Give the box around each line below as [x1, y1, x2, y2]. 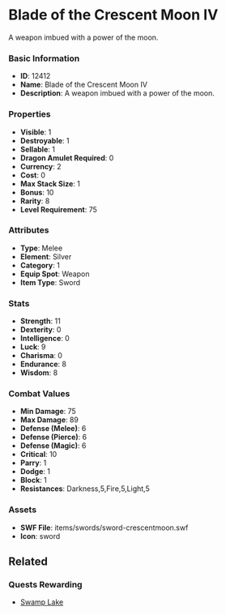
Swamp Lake [19, 597, 64, 607]
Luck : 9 [19, 342, 46, 352]
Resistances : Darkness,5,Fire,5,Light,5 [19, 484, 150, 493]
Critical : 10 [19, 450, 58, 459]
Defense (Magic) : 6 [19, 441, 87, 451]
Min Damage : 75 [19, 407, 77, 416]
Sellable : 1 [19, 144, 55, 154]
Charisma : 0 [19, 351, 63, 361]
